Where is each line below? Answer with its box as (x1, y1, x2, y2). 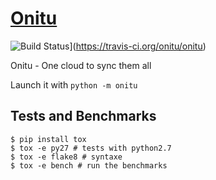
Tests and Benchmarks (10, 108, 157, 125)
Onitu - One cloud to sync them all (10, 59, 152, 71)
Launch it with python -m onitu (10, 78, 138, 91)
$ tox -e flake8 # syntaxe (10, 152, 123, 162)
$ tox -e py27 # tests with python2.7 (10, 143, 172, 153)
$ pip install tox (10, 134, 87, 144)
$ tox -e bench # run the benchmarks (10, 160, 168, 171)
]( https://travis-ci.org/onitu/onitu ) (69, 40, 207, 52)
